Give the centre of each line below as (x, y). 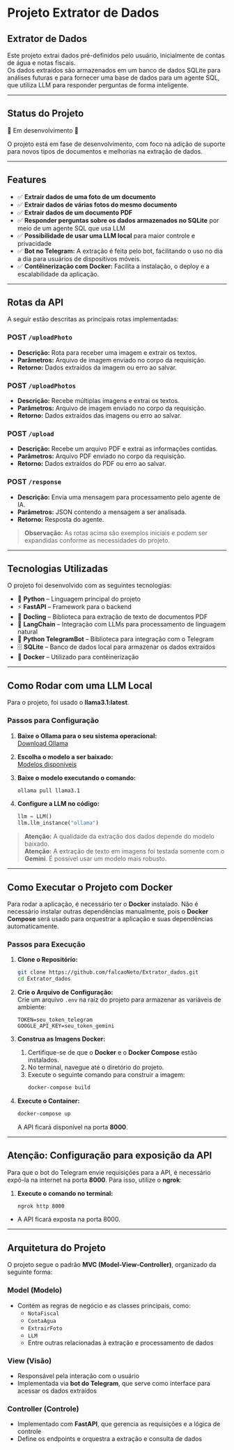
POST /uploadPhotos (42, 386)
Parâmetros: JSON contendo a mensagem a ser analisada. (102, 512)
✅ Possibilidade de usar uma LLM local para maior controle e (106, 235)
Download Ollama (42, 743)
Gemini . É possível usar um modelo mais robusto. (95, 859)
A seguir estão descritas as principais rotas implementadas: (93, 319)
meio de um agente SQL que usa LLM (71, 228)
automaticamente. (33, 926)
